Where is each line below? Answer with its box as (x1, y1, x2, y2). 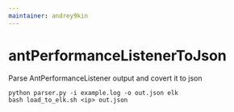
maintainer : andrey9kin (8, 11, 89, 20)
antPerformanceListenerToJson (8, 46, 228, 64)
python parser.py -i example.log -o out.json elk (8, 89, 179, 97)
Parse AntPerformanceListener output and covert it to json (8, 73, 203, 83)
